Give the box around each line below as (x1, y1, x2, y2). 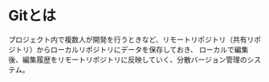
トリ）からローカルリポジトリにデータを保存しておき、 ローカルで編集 (14, 44, 249, 54)
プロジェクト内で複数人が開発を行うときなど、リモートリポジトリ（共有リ (8, 35, 255, 44)
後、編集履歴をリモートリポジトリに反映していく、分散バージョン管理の (8, 55, 247, 64)
